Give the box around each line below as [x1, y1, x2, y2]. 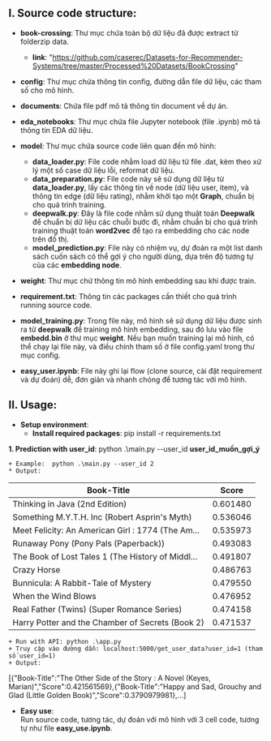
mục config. [19, 350, 61, 360]
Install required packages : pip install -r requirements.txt [32, 428, 222, 438]
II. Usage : [8, 398, 58, 412]
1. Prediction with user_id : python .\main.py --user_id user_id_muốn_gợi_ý [8, 443, 260, 453]
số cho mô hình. [19, 85, 75, 95]
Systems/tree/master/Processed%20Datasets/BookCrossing [32, 61, 235, 71]
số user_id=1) [8, 652, 57, 660]
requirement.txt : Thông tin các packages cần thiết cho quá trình [19, 291, 237, 301]
